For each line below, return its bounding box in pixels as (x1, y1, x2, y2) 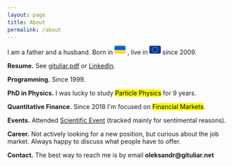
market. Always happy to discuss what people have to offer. (7, 137, 181, 146)
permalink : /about (7, 26, 61, 33)
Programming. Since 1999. (7, 75, 86, 84)
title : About (7, 18, 46, 26)
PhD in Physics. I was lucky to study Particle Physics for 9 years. (7, 89, 197, 98)
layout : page (7, 11, 46, 18)
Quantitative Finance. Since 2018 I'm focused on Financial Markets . (7, 103, 206, 111)
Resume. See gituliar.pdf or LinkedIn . (7, 62, 116, 70)
